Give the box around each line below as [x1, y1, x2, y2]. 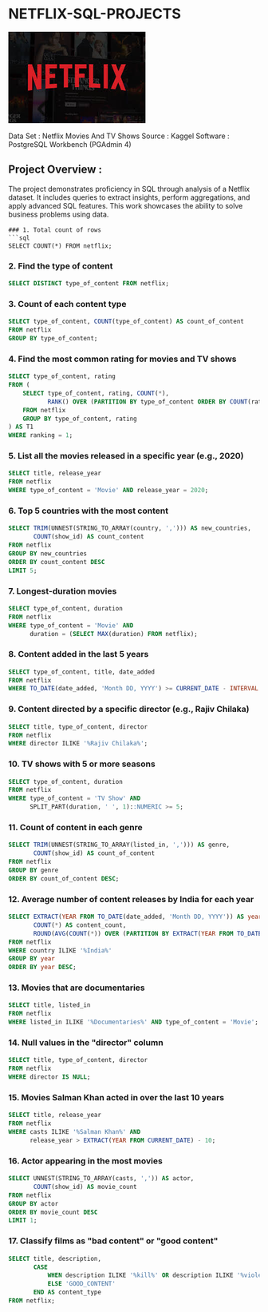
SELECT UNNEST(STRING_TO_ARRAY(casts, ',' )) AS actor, [8, 1175, 195, 1183]
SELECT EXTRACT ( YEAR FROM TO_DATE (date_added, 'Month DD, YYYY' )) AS [8, 912, 245, 921]
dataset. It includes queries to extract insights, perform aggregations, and [8, 193, 250, 202]
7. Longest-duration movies [8, 585, 117, 596]
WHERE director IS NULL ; [8, 1073, 91, 1081]
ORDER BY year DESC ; [8, 964, 77, 972]
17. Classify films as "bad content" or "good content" [8, 1235, 219, 1246]
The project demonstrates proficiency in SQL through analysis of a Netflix [8, 184, 250, 193]
